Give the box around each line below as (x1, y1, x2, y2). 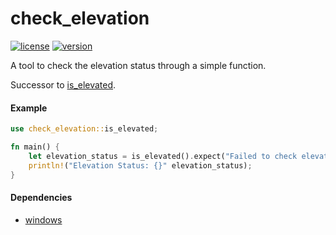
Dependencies (10, 192, 73, 204)
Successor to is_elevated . (10, 78, 117, 91)
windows (24, 213, 63, 226)
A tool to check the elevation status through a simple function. (10, 59, 267, 71)
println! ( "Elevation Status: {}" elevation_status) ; (28, 160, 253, 171)
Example (10, 102, 48, 114)
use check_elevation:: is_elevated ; (10, 124, 159, 134)
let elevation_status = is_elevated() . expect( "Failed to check (28, 151, 298, 161)
